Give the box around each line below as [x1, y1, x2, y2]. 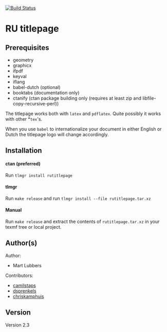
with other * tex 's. [5, 116, 43, 122]
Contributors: [5, 272, 33, 279]
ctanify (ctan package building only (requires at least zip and [12, 95, 141, 101]
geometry [12, 57, 34, 63]
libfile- [142, 95, 156, 101]
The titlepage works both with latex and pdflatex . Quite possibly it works [5, 110, 161, 117]
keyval [12, 73, 27, 79]
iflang [12, 79, 25, 85]
